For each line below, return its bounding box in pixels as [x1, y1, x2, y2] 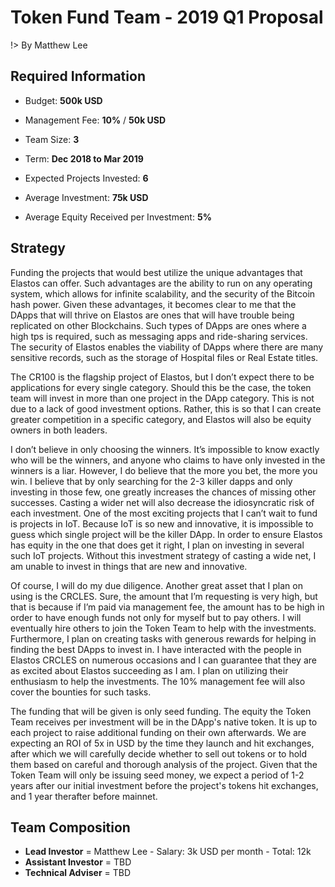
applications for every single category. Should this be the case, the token [10, 381, 312, 393]
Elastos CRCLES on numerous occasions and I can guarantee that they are [10, 654, 317, 666]
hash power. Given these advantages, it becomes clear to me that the [10, 298, 297, 310]
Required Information [10, 68, 146, 85]
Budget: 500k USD [24, 94, 103, 106]
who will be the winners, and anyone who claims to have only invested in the [10, 454, 326, 466]
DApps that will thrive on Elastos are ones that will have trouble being [10, 309, 295, 321]
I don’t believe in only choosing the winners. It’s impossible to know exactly [10, 443, 320, 455]
